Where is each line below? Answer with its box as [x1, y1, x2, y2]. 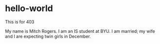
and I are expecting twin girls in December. [5, 33, 91, 39]
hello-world [5, 3, 53, 14]
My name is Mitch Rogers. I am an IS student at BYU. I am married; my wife [5, 28, 155, 34]
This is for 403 [5, 19, 35, 25]
